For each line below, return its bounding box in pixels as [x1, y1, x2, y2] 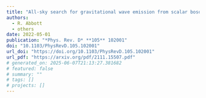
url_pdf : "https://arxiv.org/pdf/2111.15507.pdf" [6, 54, 136, 60]
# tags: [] [6, 77, 34, 83]
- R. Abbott [12, 20, 43, 26]
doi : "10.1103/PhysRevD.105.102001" [6, 43, 100, 49]
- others [12, 26, 34, 32]
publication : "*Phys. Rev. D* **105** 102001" [6, 37, 128, 43]
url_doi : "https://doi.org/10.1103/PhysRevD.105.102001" [6, 49, 155, 55]
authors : [6, 15, 29, 21]
